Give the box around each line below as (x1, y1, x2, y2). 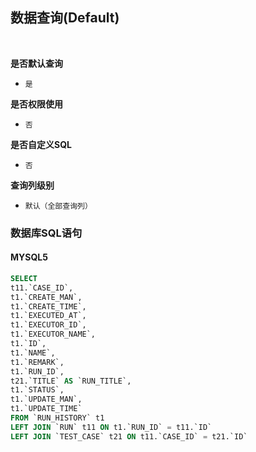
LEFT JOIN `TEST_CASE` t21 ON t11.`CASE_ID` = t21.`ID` (10, 431, 248, 442)
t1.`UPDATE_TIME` (10, 404, 83, 414)
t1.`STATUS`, (10, 385, 65, 395)
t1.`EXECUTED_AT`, (10, 311, 87, 321)
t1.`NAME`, (10, 348, 56, 358)
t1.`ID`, (10, 339, 47, 349)
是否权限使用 (10, 98, 63, 110)
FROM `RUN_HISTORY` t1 (10, 413, 105, 423)
